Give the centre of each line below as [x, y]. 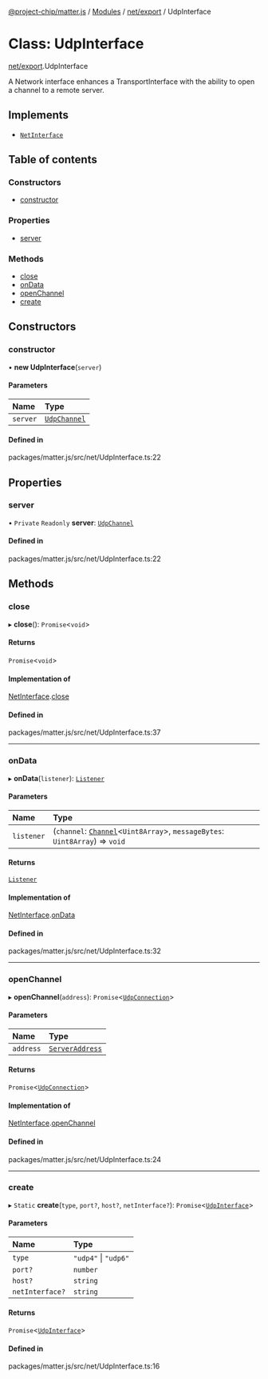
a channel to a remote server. [57, 90]
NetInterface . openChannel [52, 1123]
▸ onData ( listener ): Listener [57, 778]
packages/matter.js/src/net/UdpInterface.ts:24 [85, 1159]
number [85, 1270]
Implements [39, 115]
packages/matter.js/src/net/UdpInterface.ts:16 [84, 1366]
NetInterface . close [39, 696]
